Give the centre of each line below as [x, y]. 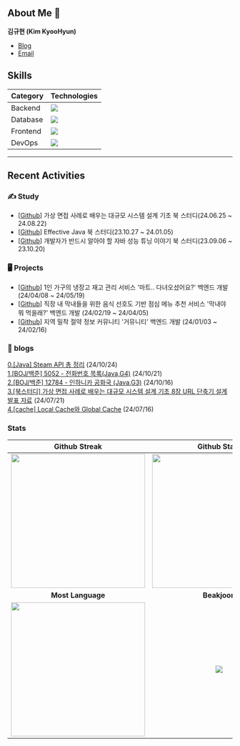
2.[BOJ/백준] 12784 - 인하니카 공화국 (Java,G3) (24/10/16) [90, 382]
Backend [26, 108]
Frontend [26, 131]
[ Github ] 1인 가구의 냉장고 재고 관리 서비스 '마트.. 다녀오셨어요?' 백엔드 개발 [123, 287]
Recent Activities [46, 176]
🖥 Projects [26, 268]
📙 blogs [21, 348]
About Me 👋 [34, 13]
